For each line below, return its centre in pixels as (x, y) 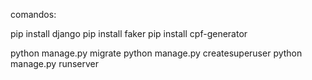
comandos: (33, 14)
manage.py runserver (55, 63)
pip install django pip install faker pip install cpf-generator (129, 33)
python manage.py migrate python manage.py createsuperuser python (156, 53)
